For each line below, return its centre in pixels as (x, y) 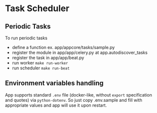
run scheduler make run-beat (41, 68)
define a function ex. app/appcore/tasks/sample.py (63, 47)
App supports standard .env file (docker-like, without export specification (78, 95)
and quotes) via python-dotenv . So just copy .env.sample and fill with (74, 100)
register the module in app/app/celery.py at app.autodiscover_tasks (80, 52)
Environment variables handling (54, 83)
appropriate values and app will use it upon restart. (56, 105)
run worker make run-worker (40, 63)
